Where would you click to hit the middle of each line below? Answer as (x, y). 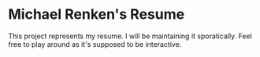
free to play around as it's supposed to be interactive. (95, 44)
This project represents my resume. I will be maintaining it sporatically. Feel (130, 36)
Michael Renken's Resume (97, 14)
